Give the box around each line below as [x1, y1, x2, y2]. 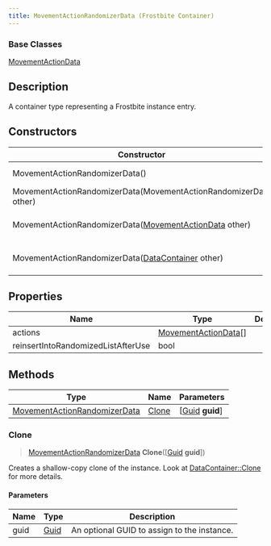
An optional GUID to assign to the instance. [71, 524, 234, 536]
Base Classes [8, 38, 63, 49]
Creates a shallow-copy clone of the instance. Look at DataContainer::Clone [8, 463, 261, 473]
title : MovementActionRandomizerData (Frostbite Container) [8, 11, 215, 20]
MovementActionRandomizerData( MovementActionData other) [12, 219, 252, 230]
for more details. [8, 472, 63, 481]
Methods [8, 368, 55, 381]
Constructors [8, 125, 77, 139]
